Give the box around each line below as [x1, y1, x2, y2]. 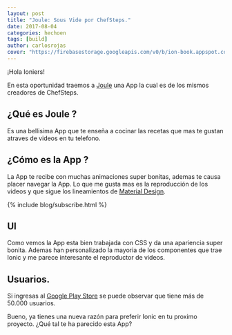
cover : [7, 49, 26, 56]
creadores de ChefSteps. [7, 88, 79, 97]
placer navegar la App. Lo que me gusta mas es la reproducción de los [7, 180, 209, 188]
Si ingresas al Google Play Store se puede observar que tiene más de [7, 291, 204, 300]
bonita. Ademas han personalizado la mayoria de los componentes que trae [7, 246, 222, 254]
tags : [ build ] [7, 36, 48, 43]
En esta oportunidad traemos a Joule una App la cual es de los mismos [7, 81, 209, 89]
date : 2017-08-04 [7, 23, 57, 30]
